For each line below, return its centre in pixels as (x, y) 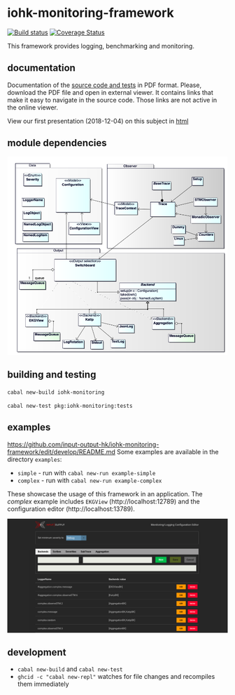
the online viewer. (33, 107)
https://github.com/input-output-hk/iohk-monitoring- (83, 444)
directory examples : (35, 459)
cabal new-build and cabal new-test (70, 669)
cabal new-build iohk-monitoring (56, 392)
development (37, 652)
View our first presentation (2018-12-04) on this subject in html (98, 121)
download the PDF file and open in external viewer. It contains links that (110, 92)
